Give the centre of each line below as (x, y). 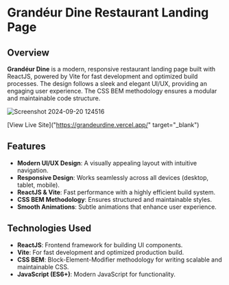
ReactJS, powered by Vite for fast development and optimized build (103, 76)
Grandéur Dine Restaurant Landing (108, 13)
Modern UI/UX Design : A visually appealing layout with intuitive (107, 163)
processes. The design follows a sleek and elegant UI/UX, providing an (107, 83)
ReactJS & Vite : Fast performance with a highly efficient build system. (116, 192)
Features (26, 147)
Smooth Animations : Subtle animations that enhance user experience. (117, 207)
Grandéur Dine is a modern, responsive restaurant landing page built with (111, 69)
